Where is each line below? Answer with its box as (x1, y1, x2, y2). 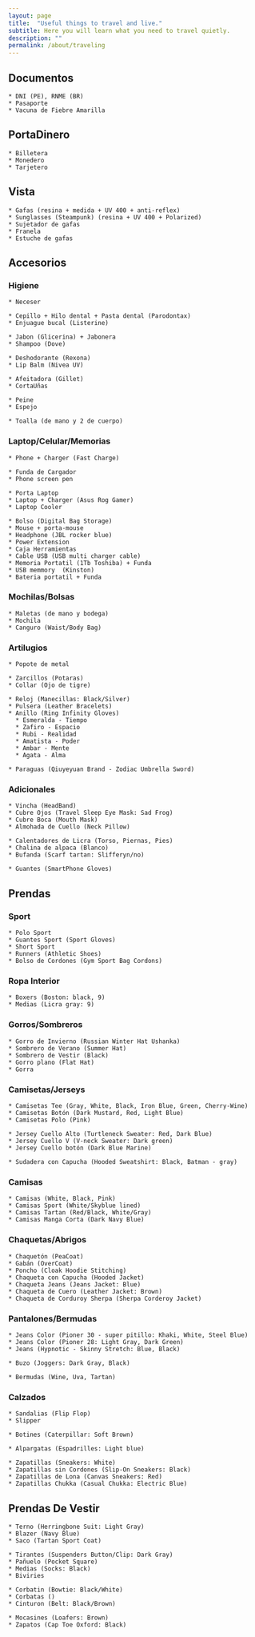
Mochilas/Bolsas (8, 592, 75, 603)
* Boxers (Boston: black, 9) (8, 993, 106, 1001)
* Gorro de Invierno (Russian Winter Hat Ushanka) (8, 1037, 181, 1045)
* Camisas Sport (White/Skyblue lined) (8, 1202, 141, 1210)
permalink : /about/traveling (8, 42, 106, 50)
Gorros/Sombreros (8, 1019, 83, 1030)
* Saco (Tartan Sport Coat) (8, 1537, 102, 1545)
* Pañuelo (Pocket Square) (8, 1558, 98, 1566)
